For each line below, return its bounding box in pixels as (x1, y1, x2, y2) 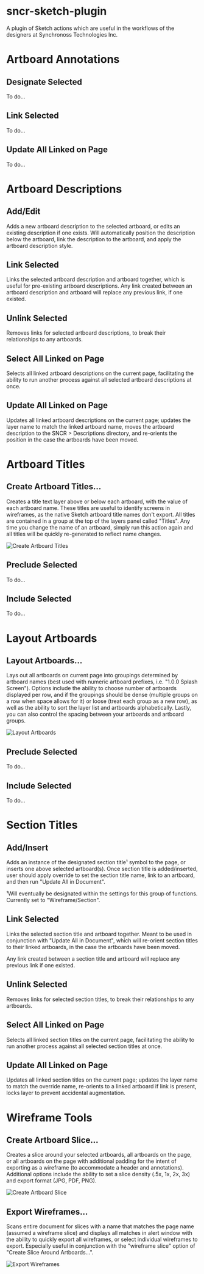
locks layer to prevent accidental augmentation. (6, 1089, 126, 1097)
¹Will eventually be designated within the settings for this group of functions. (6, 890, 198, 897)
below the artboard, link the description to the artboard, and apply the (6, 235, 181, 242)
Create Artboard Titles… (6, 481, 102, 492)
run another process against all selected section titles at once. (6, 1043, 163, 1050)
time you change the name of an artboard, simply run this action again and (6, 523, 194, 531)
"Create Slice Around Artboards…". (6, 1249, 94, 1256)
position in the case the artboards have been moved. (6, 435, 139, 443)
